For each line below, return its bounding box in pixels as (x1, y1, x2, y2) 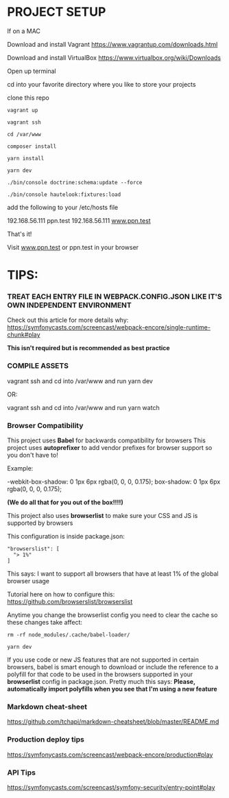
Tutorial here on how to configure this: (7, 590, 115, 598)
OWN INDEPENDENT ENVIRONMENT (7, 301, 132, 310)
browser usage (7, 577, 50, 585)
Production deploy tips (7, 735, 84, 744)
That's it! (7, 230, 32, 238)
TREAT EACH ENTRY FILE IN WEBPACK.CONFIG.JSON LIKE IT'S (7, 292, 223, 301)
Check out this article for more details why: (7, 316, 129, 324)
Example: (7, 464, 34, 473)
